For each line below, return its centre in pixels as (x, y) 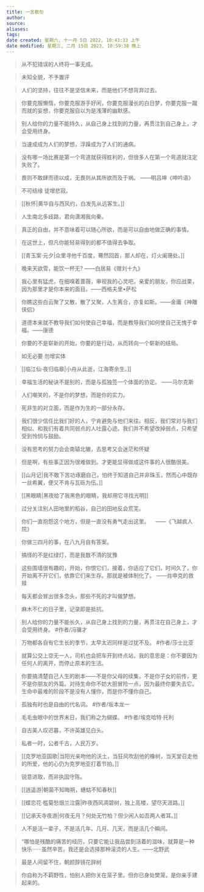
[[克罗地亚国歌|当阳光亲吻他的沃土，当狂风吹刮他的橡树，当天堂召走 (107, 756)
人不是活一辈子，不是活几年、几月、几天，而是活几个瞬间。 (96, 828)
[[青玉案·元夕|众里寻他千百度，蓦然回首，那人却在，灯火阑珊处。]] (103, 255)
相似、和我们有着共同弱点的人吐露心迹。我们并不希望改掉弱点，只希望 (109, 428)
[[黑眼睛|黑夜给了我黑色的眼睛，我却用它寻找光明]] (85, 495)
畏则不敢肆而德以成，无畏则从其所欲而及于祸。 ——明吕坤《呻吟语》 (107, 177)
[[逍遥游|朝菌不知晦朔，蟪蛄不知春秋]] (69, 790)
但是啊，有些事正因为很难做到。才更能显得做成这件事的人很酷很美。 (107, 462)
